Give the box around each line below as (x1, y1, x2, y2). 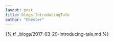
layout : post (5, 7, 33, 13)
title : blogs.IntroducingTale (5, 12, 70, 17)
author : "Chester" (5, 17, 44, 22)
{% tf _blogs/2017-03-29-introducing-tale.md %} (5, 31, 109, 37)
